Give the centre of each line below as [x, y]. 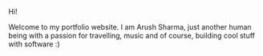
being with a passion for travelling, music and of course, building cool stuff [131, 36]
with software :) [34, 44]
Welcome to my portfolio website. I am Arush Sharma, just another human [130, 27]
